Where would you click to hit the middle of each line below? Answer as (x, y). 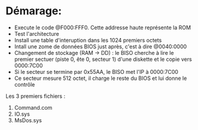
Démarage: (34, 11)
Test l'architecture (36, 33)
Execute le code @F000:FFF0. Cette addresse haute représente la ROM (103, 27)
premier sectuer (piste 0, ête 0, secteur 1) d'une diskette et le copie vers (103, 59)
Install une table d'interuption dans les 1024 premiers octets (88, 40)
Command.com (33, 107)
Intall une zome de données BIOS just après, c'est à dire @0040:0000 (100, 47)
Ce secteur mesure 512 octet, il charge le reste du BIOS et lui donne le (100, 78)
